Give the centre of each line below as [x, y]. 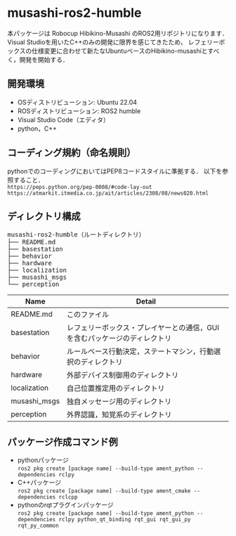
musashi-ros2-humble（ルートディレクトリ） [76, 235]
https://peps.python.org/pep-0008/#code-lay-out [80, 187]
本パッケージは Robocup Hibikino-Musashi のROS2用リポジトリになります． [118, 33]
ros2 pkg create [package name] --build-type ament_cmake [104, 491]
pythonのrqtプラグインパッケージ [65, 505]
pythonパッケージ [43, 460]
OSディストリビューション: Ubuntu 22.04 [77, 102]
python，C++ [37, 129]
